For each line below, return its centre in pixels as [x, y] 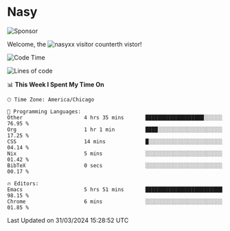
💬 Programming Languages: [44, 111]
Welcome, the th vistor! [74, 44]
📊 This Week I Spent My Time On [56, 84]
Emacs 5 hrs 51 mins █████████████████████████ [115, 189]
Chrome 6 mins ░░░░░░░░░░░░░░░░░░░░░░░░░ [115, 202]
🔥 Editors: [23, 183]
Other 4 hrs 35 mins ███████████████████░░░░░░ [115, 117]
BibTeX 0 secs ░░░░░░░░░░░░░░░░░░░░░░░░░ [115, 165]
